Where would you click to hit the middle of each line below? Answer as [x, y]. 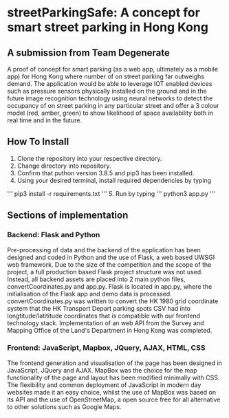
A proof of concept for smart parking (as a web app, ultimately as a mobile [113, 69]
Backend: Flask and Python [54, 235]
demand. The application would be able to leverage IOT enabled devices [110, 84]
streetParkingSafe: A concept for [104, 13]
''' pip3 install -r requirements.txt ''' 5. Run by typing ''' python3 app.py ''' [111, 193]
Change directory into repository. [64, 166]
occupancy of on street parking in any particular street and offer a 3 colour [113, 106]
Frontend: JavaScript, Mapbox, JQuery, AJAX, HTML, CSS [106, 348]
